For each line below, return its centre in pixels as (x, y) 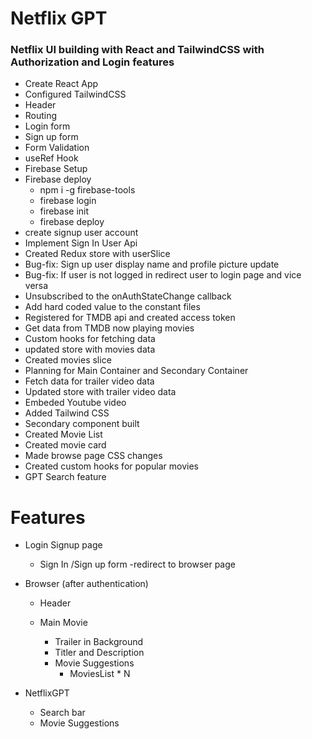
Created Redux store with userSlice (97, 254)
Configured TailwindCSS (75, 94)
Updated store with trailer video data (100, 392)
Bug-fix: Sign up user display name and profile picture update (152, 264)
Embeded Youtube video (75, 403)
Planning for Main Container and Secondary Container (136, 371)
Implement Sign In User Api (81, 243)
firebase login (68, 201)
